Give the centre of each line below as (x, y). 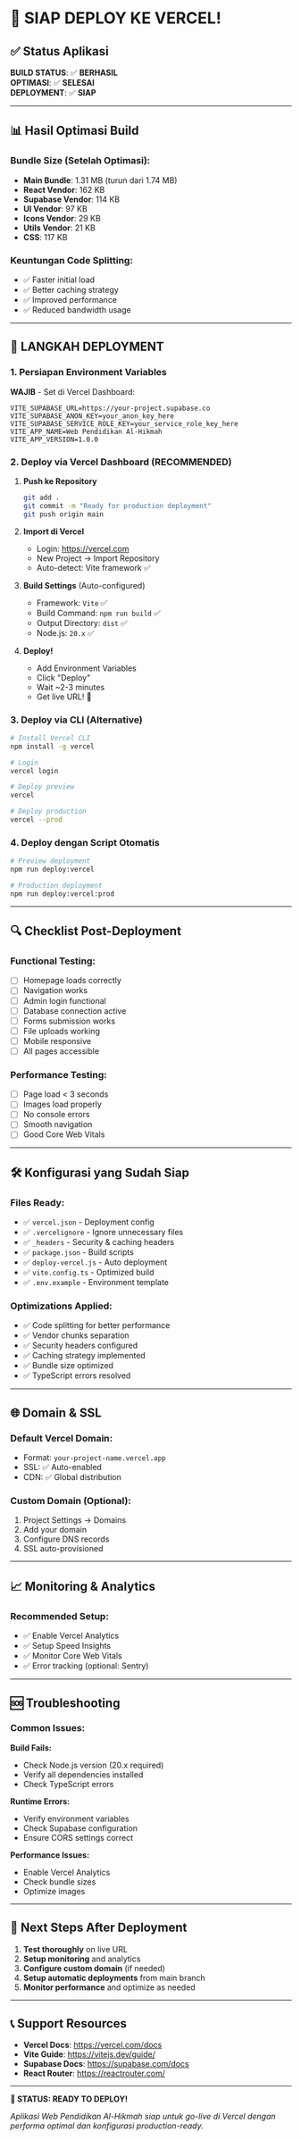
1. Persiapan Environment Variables (89, 372)
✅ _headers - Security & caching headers (99, 1242)
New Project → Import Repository (98, 558)
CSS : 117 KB (45, 237)
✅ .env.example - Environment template (96, 1283)
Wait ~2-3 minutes (71, 687)
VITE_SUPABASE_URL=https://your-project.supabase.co (110, 408)
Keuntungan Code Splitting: (71, 260)
